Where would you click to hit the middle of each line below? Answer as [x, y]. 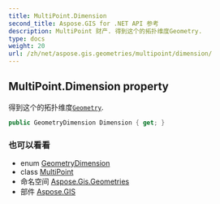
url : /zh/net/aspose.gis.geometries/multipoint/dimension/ [110, 54]
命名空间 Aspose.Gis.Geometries [75, 181]
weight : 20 [27, 46]
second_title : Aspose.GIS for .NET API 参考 [84, 24]
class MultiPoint [47, 171]
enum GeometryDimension [65, 163]
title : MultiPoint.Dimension [58, 16]
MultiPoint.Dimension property [88, 87]
